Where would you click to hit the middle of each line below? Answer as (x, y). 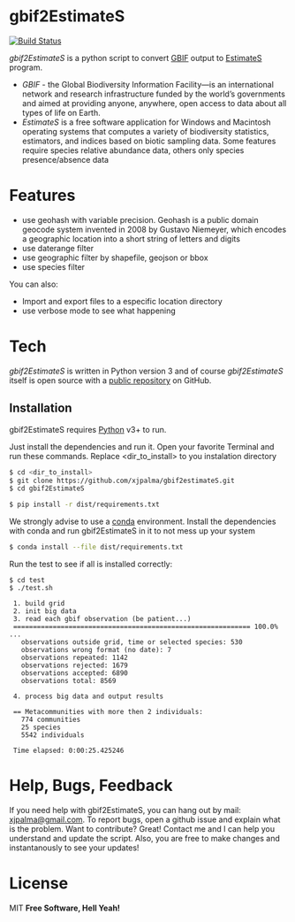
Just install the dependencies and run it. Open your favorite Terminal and (142, 446)
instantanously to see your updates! (74, 848)
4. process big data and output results (88, 696)
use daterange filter (58, 248)
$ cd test (27, 580)
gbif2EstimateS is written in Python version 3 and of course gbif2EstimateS (146, 371)
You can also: (34, 284)
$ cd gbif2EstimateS (47, 488)
